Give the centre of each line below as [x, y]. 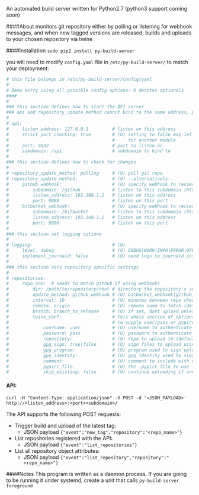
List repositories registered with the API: [63, 439]
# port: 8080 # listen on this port [87, 201]
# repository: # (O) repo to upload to [90, 339]
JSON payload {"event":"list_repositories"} [80, 444]
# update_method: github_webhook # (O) [66, 295]
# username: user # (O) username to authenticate [99, 328]
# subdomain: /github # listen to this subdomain [94, 190]
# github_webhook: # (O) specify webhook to [91, 184]
